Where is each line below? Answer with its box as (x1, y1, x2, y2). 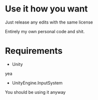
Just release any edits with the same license (5, 19, 93, 25)
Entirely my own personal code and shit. (5, 28, 85, 34)
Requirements (5, 46, 63, 56)
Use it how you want (5, 3, 88, 14)
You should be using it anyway (5, 89, 66, 95)
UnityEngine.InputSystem (12, 80, 63, 86)
